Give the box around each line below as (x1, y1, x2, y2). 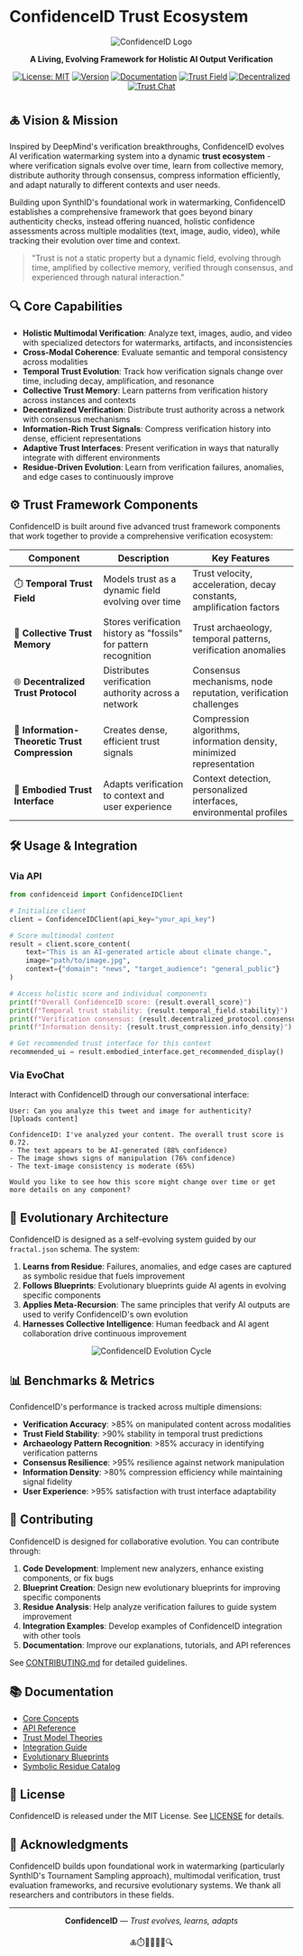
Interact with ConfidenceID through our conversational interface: (9, 1089, 250, 1100)
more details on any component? (9, 1186, 131, 1195)
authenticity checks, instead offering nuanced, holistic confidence (9, 216, 255, 226)
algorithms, (192, 724, 241, 737)
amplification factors (192, 601, 280, 614)
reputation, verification (192, 687, 289, 700)
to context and (103, 789, 165, 802)
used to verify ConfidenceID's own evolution (22, 1309, 188, 1320)
